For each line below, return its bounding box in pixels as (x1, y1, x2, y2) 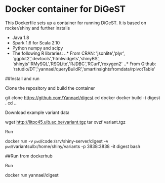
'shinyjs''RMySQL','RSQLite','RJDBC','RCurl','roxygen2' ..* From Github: (12, 61, 157, 67)
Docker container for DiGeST (5, 3, 126, 15)
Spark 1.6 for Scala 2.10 (12, 39, 60, 45)
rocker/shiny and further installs (5, 25, 70, 31)
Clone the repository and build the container (5, 85, 95, 91)
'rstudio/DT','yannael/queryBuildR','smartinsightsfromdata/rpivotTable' (12, 66, 156, 72)
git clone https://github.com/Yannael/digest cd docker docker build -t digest (5, 95, 161, 101)
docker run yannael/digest (5, 172, 59, 178)
